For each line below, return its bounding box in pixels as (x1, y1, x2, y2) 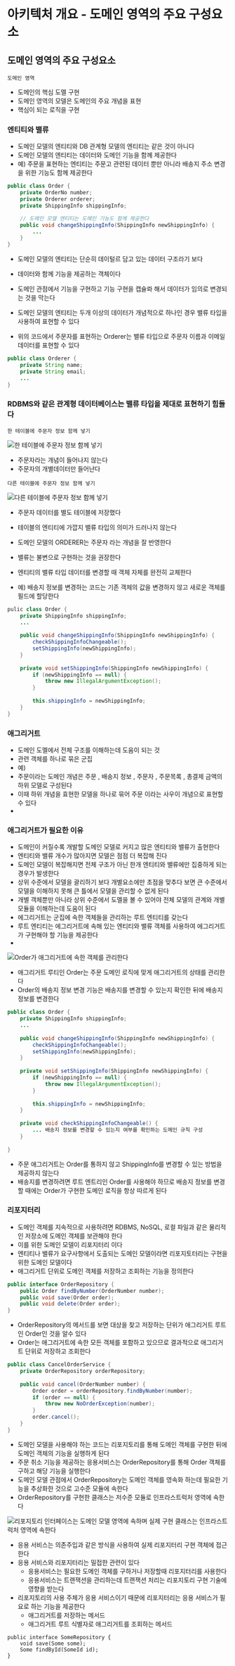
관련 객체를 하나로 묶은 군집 (17, 755, 93, 763)
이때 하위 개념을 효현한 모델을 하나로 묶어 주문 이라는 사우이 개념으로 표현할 (17, 790, 224, 798)
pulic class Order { (7, 606, 68, 613)
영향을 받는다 (27, 1584, 65, 1593)
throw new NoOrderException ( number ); (44, 1401, 156, 1408)
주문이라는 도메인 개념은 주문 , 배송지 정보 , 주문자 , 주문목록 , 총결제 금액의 (17, 772, 223, 781)
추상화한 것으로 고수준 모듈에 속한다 (30, 1484, 128, 1493)
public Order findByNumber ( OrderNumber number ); (20, 1287, 165, 1294)
